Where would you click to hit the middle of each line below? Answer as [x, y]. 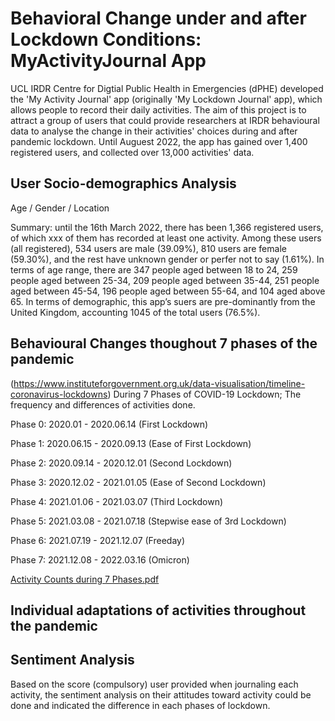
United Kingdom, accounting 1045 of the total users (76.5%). [135, 312]
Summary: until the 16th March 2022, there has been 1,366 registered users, [167, 227]
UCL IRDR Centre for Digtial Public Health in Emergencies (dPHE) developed [167, 88]
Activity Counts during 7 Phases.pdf [85, 579]
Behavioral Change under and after [158, 18]
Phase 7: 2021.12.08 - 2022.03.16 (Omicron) [100, 559]
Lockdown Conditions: [106, 39]
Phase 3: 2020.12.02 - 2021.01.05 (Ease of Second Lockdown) [138, 482]
